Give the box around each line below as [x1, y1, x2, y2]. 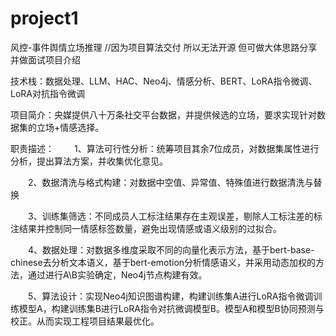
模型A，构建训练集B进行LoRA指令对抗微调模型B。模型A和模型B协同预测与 [18, 302, 325, 314]
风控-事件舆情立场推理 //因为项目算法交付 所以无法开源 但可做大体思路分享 [10, 41, 318, 53]
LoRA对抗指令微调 [10, 87, 85, 99]
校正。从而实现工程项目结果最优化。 [10, 315, 160, 327]
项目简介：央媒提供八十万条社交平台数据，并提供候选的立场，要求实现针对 [10, 108, 317, 121]
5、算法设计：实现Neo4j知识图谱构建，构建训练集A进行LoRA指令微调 [27, 290, 314, 302]
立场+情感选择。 [36, 121, 105, 133]
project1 [10, 7, 79, 30]
